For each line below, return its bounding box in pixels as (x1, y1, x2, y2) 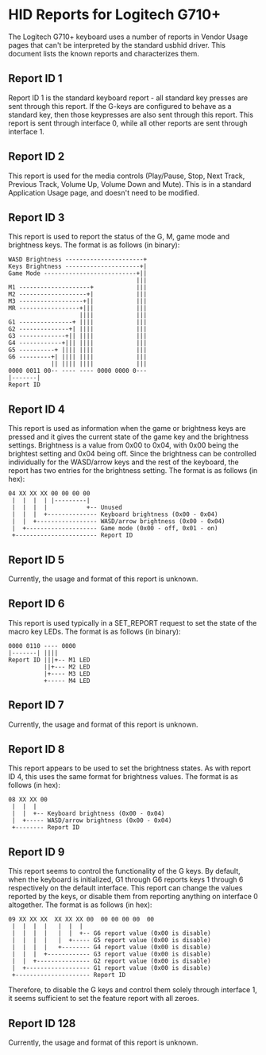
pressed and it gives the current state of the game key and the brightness (8, 432, 249, 442)
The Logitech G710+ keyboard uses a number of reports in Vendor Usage (8, 32, 249, 41)
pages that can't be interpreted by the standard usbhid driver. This (8, 40, 226, 49)
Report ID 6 (8, 597, 65, 611)
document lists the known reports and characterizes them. (8, 48, 200, 58)
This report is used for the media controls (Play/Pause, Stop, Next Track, (8, 171, 245, 180)
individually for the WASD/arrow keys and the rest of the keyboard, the (8, 457, 240, 467)
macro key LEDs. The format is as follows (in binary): (8, 626, 181, 636)
